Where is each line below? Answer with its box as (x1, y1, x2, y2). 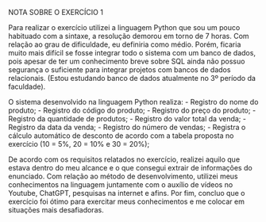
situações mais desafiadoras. (8, 205, 105, 214)
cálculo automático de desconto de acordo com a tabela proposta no (8, 131, 234, 140)
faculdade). (8, 82, 46, 91)
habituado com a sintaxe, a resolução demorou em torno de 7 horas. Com (8, 32, 249, 40)
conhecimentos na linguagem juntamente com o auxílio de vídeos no (8, 180, 233, 189)
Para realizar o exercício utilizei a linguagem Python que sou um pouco (8, 23, 241, 32)
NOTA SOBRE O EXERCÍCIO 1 (8, 8, 103, 17)
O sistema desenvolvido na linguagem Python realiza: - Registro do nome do (8, 98, 259, 106)
